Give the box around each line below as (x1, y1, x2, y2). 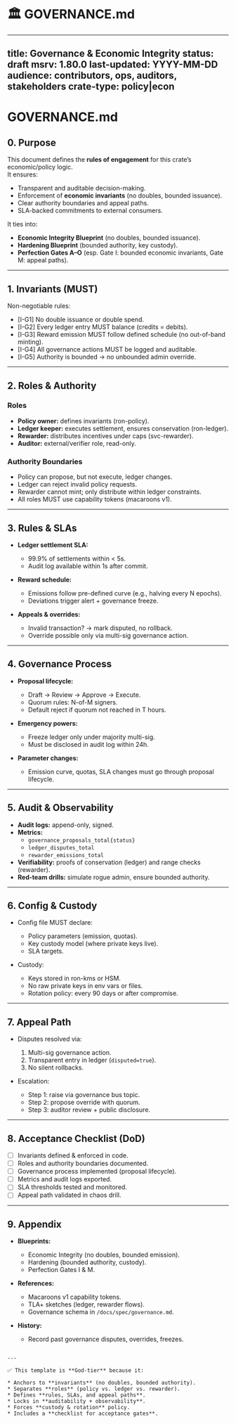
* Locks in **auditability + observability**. (7, 1398, 146, 1405)
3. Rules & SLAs (7, 522, 77, 534)
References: (17, 1279, 55, 1288)
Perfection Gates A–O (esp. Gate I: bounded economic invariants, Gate (17, 248, 223, 257)
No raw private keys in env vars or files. (27, 982, 143, 990)
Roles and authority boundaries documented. (17, 1159, 149, 1168)
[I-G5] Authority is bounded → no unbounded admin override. (17, 353, 197, 361)
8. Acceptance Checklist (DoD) (7, 1132, 145, 1144)
